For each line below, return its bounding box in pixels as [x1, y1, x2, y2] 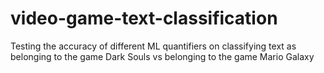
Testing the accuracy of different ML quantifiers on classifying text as [10, 40, 297, 52]
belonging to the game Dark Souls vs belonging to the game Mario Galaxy [10, 50, 315, 62]
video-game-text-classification [10, 7, 278, 30]
